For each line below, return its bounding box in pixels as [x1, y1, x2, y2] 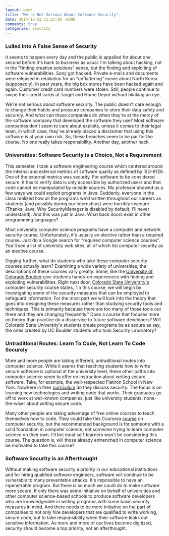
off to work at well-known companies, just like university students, [5, 395, 143, 401]
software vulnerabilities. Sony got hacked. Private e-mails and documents [5, 70, 159, 76]
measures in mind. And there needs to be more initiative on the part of [5, 504, 151, 510]
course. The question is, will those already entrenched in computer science [5, 437, 162, 443]
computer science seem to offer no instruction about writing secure [5, 374, 146, 380]
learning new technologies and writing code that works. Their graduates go [5, 390, 162, 396]
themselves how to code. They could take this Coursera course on [5, 415, 144, 422]
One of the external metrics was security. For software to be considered [5, 173, 155, 180]
